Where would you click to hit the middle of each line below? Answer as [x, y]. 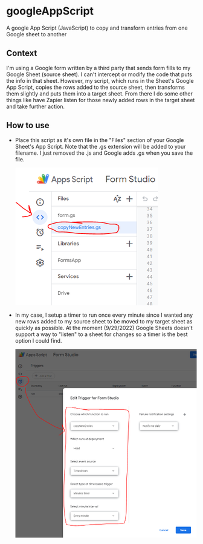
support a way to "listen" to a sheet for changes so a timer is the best [101, 334]
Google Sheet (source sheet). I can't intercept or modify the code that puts [99, 74]
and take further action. [36, 106]
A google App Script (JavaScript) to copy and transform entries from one [97, 28]
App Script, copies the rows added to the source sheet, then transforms [96, 87]
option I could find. [38, 340]
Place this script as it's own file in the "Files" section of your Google [99, 140]
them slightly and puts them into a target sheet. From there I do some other [100, 93]
